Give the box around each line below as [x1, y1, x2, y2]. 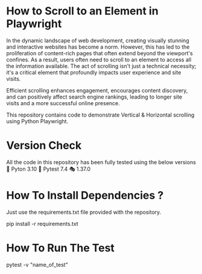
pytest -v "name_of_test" [6, 261, 68, 268]
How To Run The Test [6, 242, 115, 255]
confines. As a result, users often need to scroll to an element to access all [6, 56, 192, 63]
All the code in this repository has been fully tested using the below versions [6, 158, 196, 166]
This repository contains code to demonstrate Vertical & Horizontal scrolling [6, 111, 195, 118]
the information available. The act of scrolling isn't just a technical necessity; [6, 62, 197, 70]
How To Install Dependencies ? [6, 189, 164, 202]
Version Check [6, 139, 82, 153]
